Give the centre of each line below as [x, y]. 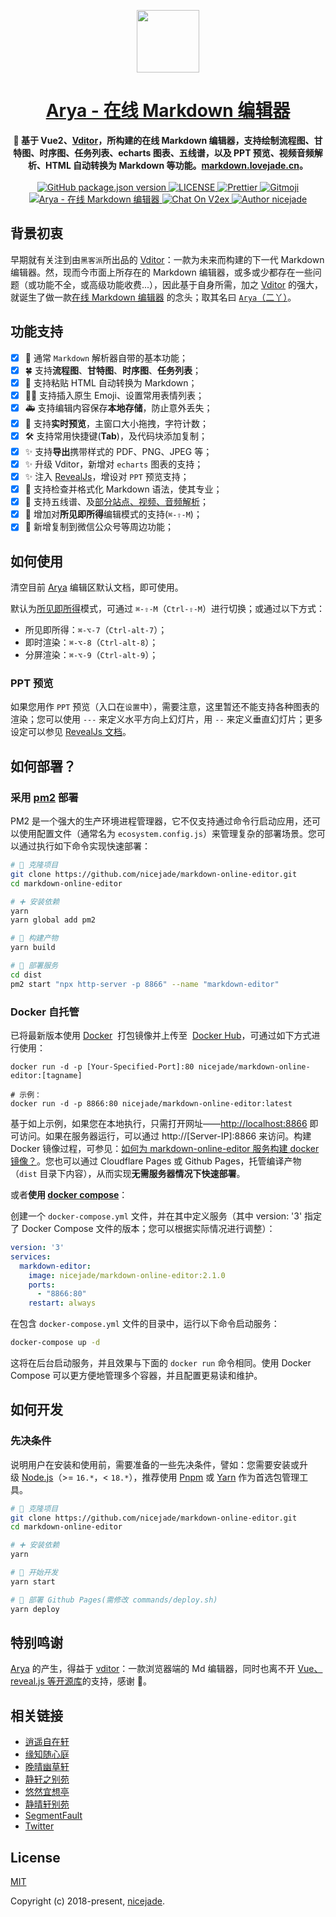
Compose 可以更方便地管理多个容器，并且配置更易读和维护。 [136, 1376]
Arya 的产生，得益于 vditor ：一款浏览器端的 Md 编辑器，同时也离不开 [153, 1669]
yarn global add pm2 [53, 920]
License [35, 1857]
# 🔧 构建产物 [34, 938]
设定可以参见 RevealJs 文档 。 [71, 732]
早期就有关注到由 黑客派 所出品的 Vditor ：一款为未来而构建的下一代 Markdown [167, 259]
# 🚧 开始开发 [34, 1573]
